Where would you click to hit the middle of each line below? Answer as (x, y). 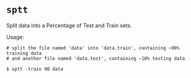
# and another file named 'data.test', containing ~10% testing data (96, 58)
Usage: (15, 37)
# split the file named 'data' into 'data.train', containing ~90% (93, 48)
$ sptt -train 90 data (35, 69)
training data (24, 53)
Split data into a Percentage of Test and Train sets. (69, 25)
